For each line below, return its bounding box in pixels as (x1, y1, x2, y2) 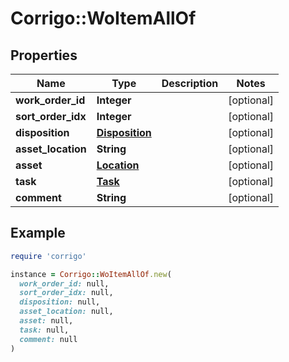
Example (10, 225, 66, 242)
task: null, (19, 325, 70, 335)
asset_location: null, (19, 307, 114, 317)
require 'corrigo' (10, 251, 87, 261)
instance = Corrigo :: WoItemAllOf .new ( (10, 269, 172, 279)
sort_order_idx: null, (19, 288, 114, 298)
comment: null (19, 334, 78, 344)
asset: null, (19, 316, 74, 326)
